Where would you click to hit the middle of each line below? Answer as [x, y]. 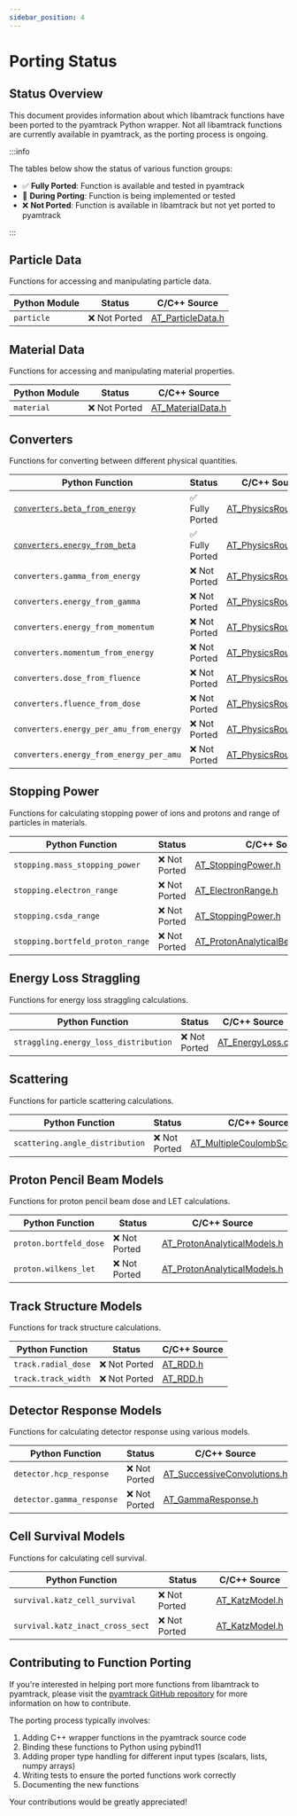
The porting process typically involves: [80, 1720]
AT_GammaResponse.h [211, 1499]
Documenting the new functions [80, 1784]
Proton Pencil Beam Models [87, 1180]
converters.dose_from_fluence [77, 678]
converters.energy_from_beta [75, 545]
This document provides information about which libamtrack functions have [147, 115]
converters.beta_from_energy [75, 509]
